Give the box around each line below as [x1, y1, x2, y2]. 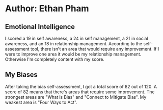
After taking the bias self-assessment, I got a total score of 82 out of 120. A [5, 83, 157, 89]
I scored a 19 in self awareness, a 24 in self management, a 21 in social [5, 35, 148, 41]
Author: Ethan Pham [5, 3, 89, 14]
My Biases [5, 71, 38, 79]
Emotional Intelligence [5, 23, 75, 31]
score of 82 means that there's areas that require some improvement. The [5, 89, 155, 95]
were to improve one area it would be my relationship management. [5, 51, 141, 57]
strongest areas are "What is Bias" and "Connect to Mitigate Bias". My [5, 94, 147, 100]
